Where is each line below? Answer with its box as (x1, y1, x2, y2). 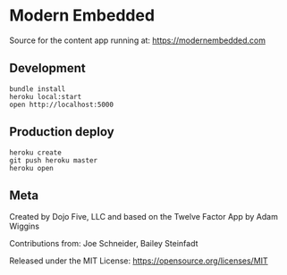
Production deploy (9, 124, 114, 139)
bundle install (9, 84, 66, 94)
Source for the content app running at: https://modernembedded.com (9, 35, 266, 46)
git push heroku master (9, 155, 98, 165)
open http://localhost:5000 (9, 100, 114, 109)
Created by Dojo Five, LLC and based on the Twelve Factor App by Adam (9, 212, 279, 222)
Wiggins (9, 221, 40, 232)
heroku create (9, 148, 63, 157)
